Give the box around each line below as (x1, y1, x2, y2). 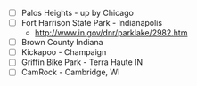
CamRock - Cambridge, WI (21, 66, 120, 78)
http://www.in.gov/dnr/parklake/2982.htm (34, 27, 188, 38)
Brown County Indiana (21, 37, 103, 48)
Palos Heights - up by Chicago (21, 8, 135, 18)
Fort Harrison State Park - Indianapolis (21, 18, 162, 28)
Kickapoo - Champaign (21, 47, 107, 58)
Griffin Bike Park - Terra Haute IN (21, 57, 144, 67)
